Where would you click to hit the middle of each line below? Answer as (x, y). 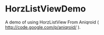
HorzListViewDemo (45, 9)
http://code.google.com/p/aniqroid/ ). (43, 27)
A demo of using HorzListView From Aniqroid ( (52, 22)
